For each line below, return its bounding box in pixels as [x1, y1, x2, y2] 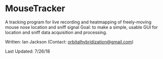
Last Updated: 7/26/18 [5, 48, 50, 54]
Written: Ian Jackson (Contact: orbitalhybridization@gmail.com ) [5, 39, 134, 44]
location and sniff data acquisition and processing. [5, 29, 108, 35]
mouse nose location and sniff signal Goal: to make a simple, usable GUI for [5, 24, 158, 30]
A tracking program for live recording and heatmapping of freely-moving [5, 19, 152, 25]
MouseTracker [5, 3, 65, 14]
